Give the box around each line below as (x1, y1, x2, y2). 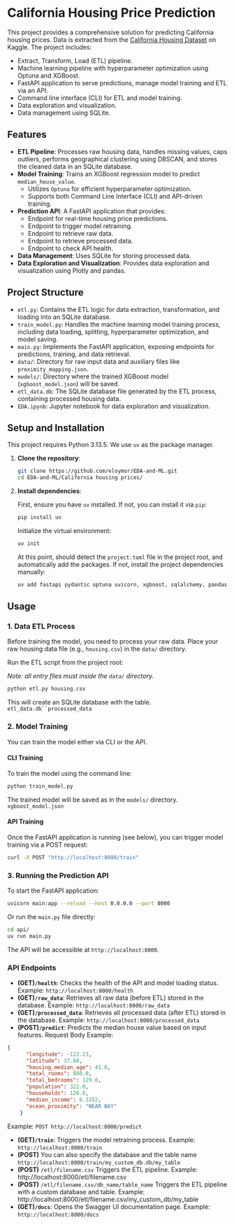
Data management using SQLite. (17, 108, 110, 117)
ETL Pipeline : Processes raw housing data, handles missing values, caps (17, 147, 228, 155)
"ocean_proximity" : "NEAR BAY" (25, 1103, 117, 1110)
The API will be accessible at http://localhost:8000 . (7, 945, 159, 954)
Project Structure (7, 287, 84, 299)
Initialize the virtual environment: (17, 527, 112, 534)
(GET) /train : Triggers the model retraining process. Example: (17, 1135, 196, 1144)
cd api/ (7, 926, 30, 933)
